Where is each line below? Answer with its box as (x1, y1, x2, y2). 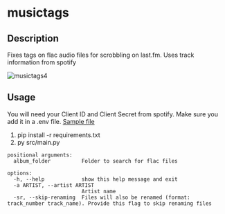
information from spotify (7, 58, 77, 66)
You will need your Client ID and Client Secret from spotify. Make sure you (7, 109, 219, 118)
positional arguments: (7, 151, 73, 159)
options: (7, 170, 33, 177)
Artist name (81, 188, 116, 195)
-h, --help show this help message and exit (13, 175, 178, 183)
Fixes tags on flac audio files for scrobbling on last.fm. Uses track (7, 51, 195, 59)
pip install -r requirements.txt (17, 130, 100, 139)
